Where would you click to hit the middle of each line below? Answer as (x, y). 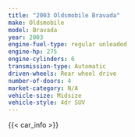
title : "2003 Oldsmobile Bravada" (64, 15)
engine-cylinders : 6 (42, 59)
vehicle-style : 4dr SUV (47, 103)
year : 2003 (26, 37)
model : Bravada (33, 30)
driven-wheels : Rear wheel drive (62, 74)
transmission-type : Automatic (57, 67)
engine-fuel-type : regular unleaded (67, 45)
